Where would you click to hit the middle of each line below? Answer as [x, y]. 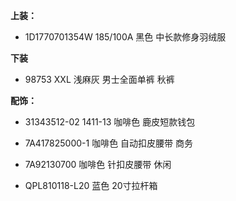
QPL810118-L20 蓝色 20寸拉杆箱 [91, 185]
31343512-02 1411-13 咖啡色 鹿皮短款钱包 [110, 122]
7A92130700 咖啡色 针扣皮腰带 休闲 [98, 164]
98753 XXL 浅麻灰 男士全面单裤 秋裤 [99, 79]
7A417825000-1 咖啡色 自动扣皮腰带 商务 [109, 143]
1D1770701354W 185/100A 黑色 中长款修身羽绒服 [125, 37]
